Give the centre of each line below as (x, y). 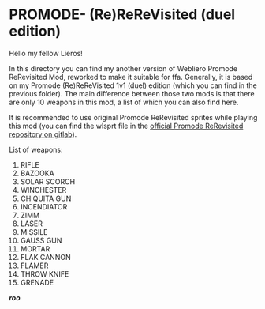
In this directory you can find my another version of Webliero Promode (123, 68)
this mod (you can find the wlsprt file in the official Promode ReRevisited (126, 126)
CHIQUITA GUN (46, 198)
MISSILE (34, 232)
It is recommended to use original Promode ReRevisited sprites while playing (133, 117)
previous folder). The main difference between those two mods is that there (132, 93)
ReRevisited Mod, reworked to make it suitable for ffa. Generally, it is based (131, 77)
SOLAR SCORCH (48, 181)
